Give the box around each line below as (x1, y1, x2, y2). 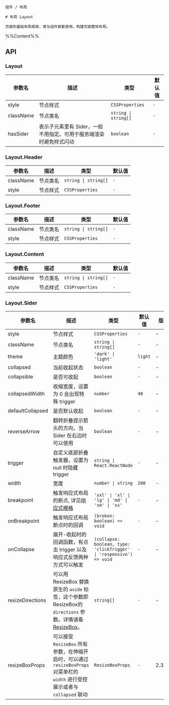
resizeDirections (8, 597, 46, 604)
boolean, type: (94, 541, 131, 547)
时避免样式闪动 (39, 138, 74, 145)
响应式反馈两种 (52, 553, 89, 560)
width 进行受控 (52, 676, 88, 683)
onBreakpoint (8, 517, 40, 524)
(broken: (94, 513, 115, 519)
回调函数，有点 (52, 538, 89, 545)
